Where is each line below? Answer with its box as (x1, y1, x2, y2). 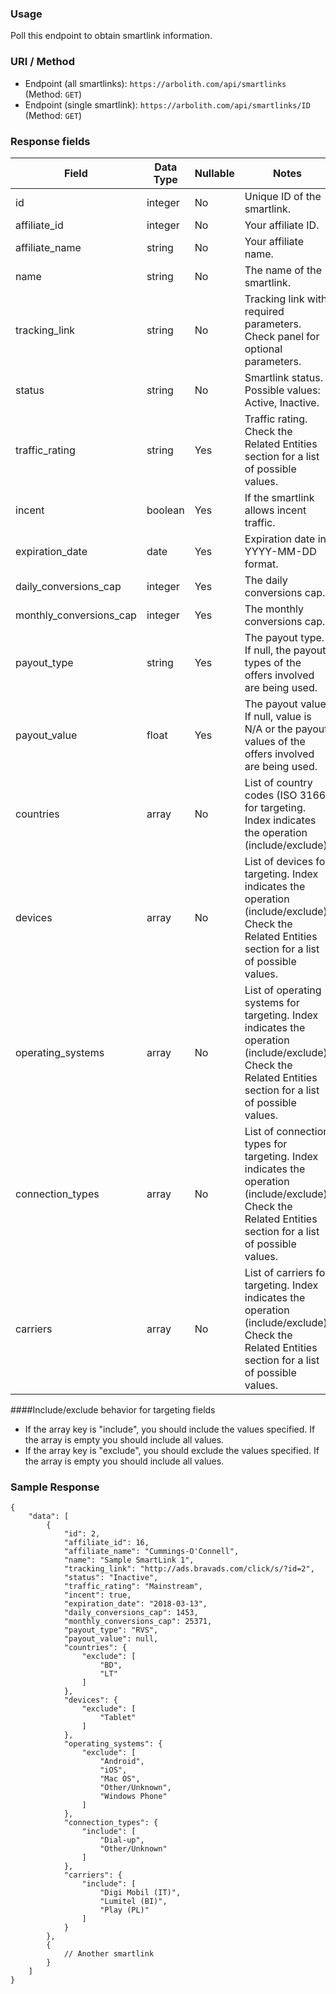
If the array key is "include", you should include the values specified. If (24, 1423, 316, 1435)
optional (244, 342, 283, 356)
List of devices (244, 854, 314, 868)
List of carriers (244, 1265, 313, 1279)
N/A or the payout (244, 722, 328, 736)
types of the (244, 655, 302, 669)
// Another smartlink (63, 1949, 155, 1959)
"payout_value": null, (63, 1634, 159, 1644)
